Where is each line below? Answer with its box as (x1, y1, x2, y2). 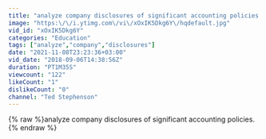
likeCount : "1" (8, 78, 59, 86)
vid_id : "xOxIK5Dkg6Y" (8, 26, 84, 34)
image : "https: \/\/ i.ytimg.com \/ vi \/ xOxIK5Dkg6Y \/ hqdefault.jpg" (8, 19, 230, 27)
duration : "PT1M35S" (8, 64, 77, 71)
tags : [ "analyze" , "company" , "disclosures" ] (8, 41, 156, 49)
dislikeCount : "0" (8, 85, 69, 94)
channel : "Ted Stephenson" (8, 93, 98, 101)
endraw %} (19, 123, 58, 133)
